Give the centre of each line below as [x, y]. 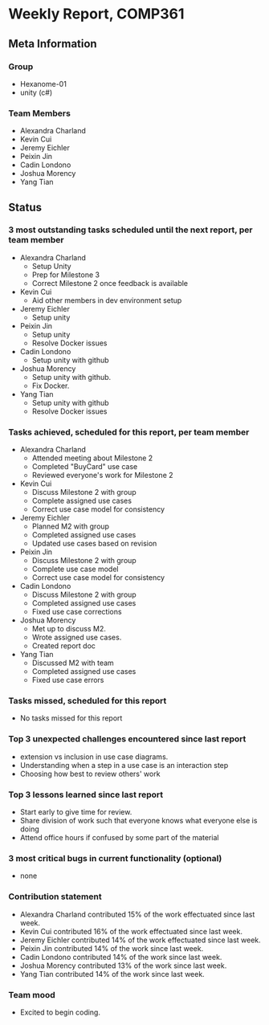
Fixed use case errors [68, 680]
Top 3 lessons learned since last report [86, 794]
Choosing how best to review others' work [90, 774]
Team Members [39, 113]
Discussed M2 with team [73, 663]
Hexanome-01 [43, 84]
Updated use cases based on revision [94, 544]
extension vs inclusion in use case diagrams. [94, 757]
